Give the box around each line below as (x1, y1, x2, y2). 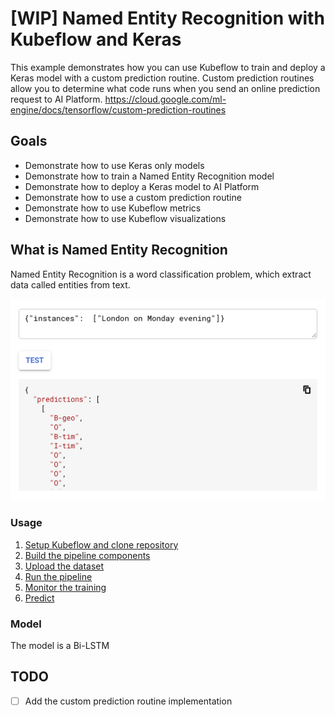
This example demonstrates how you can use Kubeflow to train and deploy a (10, 61, 326, 73)
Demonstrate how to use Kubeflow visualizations (24, 212, 227, 224)
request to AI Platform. (10, 93, 103, 105)
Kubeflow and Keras (10, 28, 182, 51)
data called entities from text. (10, 278, 131, 291)
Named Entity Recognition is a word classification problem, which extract (10, 268, 312, 280)
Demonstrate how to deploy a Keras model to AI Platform (24, 180, 260, 192)
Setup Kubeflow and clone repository (24, 538, 179, 551)
